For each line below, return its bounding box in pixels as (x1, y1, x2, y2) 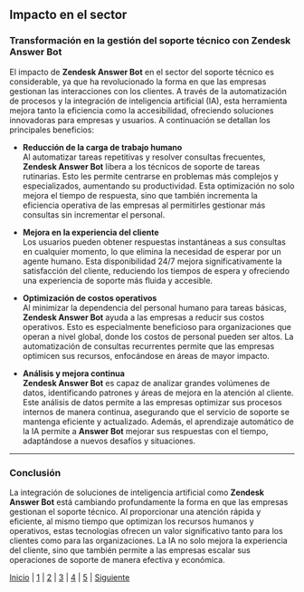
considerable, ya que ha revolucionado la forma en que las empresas (9, 76, 267, 87)
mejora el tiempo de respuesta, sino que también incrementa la (22, 189, 258, 200)
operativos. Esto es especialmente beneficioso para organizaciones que (22, 321, 292, 332)
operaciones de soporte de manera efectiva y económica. (9, 554, 225, 565)
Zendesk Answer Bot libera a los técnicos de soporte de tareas (22, 160, 261, 171)
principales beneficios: (9, 124, 95, 135)
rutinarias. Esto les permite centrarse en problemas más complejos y (22, 170, 279, 181)
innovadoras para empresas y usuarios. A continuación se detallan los (9, 114, 271, 125)
